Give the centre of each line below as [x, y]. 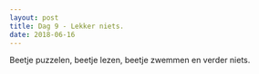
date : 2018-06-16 [42, 34]
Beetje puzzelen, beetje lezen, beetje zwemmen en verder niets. [130, 60]
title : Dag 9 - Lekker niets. [67, 26]
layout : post [34, 18]
